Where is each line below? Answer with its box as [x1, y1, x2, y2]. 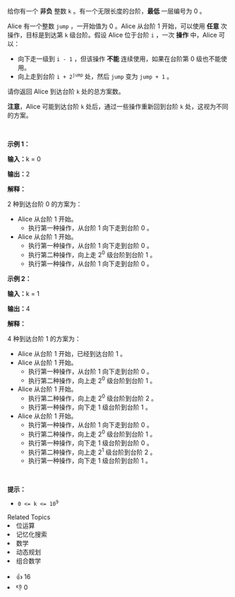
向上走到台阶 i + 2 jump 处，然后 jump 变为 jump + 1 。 [17, 72, 173, 81]
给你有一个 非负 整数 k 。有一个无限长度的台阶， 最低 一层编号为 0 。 [7, 7, 206, 15]
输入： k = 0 [7, 155, 41, 163]
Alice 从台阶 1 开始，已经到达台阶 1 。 [17, 349, 127, 357]
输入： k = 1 [7, 289, 40, 297]
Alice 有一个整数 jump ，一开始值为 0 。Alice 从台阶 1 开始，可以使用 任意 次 [7, 22, 227, 30]
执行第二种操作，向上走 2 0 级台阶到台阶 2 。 [28, 393, 157, 402]
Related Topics [7, 513, 51, 521]
